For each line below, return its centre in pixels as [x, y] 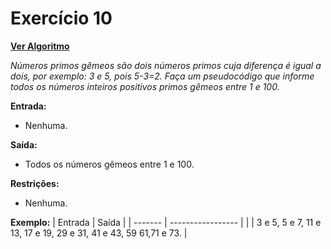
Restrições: [35, 183]
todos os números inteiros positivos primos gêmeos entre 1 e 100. [145, 86]
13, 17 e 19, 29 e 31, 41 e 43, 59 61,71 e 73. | [99, 233]
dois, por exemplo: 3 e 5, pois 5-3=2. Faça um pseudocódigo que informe [162, 76]
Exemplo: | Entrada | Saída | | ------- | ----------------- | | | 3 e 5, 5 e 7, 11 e [166, 222]
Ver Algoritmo [40, 46]
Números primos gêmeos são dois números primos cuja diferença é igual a [166, 65]
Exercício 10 [61, 18]
